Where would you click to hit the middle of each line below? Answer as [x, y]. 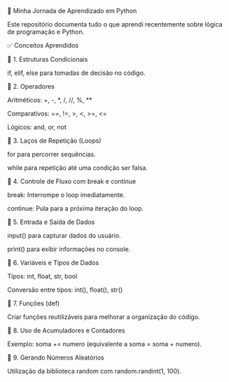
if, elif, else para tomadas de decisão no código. [76, 73]
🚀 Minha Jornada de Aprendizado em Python [72, 11]
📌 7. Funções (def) [34, 303]
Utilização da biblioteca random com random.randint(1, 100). [95, 371]
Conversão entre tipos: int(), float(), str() [65, 290]
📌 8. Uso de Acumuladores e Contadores [66, 330]
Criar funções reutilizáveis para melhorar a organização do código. [104, 317]
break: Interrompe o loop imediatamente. [66, 195]
